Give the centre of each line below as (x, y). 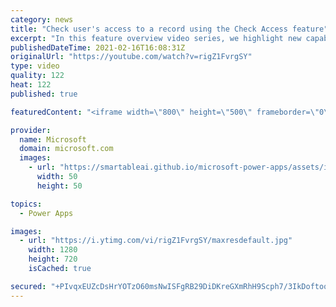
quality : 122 (37, 76)
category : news (42, 19)
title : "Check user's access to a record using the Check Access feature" (169, 29)
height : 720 (53, 259)
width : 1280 (53, 250)
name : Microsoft (53, 139)
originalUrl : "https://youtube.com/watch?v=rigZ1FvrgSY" (131, 57)
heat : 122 (31, 85)
